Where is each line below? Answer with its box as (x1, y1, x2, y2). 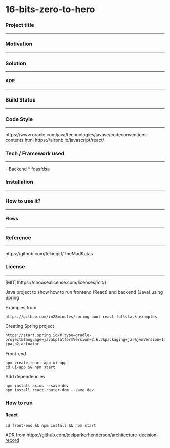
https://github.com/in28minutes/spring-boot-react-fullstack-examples (5, 314, 157, 319)
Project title (5, 22, 34, 29)
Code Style (5, 115, 33, 122)
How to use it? (5, 197, 41, 205)
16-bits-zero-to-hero (5, 4, 95, 15)
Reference (5, 234, 31, 241)
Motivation (5, 40, 33, 47)
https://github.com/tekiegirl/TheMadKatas (5, 251, 93, 257)
